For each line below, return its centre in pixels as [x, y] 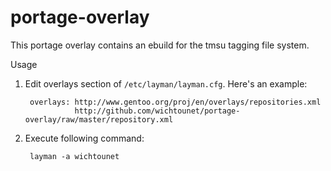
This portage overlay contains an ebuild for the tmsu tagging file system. [160, 45]
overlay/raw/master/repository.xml [99, 119]
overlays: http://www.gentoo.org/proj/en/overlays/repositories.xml [175, 102]
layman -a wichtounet [74, 156]
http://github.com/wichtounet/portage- [157, 111]
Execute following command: [84, 138]
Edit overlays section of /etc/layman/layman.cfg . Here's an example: [166, 83]
